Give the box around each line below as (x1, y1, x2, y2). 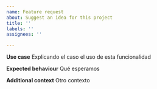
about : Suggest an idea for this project (6, 15, 113, 21)
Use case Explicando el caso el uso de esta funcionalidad (6, 53, 151, 61)
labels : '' (6, 25, 34, 32)
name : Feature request (6, 8, 64, 15)
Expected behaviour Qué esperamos (6, 65, 100, 73)
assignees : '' (6, 31, 43, 38)
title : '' (6, 20, 32, 26)
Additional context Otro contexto (6, 77, 90, 84)
